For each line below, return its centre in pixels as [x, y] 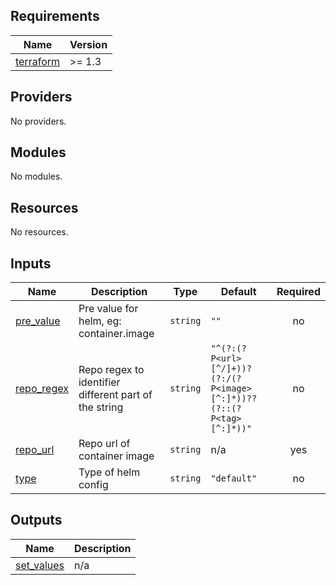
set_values [40, 565]
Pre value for [108, 309]
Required [298, 292]
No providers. [38, 121]
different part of [115, 395]
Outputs [36, 520]
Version [88, 44]
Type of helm [109, 472]
